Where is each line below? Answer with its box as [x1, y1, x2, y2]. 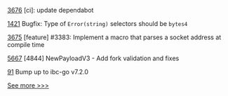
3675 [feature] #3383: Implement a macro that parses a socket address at [7, 33, 222, 41]
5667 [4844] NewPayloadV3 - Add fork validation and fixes [7, 54, 180, 62]
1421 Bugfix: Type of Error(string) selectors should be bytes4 [7, 20, 188, 27]
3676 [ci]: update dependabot [7, 6, 94, 14]
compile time [7, 41, 45, 48]
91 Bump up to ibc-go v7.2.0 [7, 68, 89, 76]
